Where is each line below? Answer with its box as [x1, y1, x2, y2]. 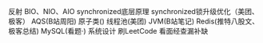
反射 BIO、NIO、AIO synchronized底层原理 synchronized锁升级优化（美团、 [8, 7, 259, 16]
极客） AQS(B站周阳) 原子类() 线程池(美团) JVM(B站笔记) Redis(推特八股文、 [8, 16, 260, 26]
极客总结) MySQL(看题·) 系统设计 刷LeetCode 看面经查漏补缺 [8, 27, 209, 35]
